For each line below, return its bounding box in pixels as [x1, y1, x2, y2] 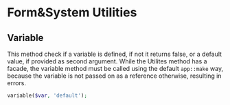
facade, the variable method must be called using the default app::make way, [7, 65, 224, 72]
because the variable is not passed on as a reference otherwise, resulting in [7, 72, 222, 80]
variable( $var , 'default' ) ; [7, 92, 88, 99]
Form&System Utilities [7, 5, 137, 20]
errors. [7, 79, 26, 87]
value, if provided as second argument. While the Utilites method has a [7, 57, 207, 65]
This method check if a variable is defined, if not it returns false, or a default [7, 50, 222, 58]
